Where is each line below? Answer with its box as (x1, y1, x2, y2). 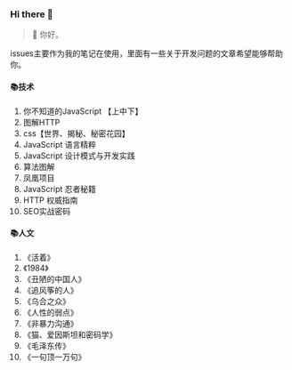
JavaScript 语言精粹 (22, 139, 96, 149)
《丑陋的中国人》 (22, 273, 86, 284)
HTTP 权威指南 (22, 195, 78, 205)
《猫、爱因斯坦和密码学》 (22, 329, 118, 340)
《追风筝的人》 (22, 285, 78, 295)
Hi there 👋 (10, 8, 54, 20)
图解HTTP (22, 117, 61, 127)
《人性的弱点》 (22, 307, 78, 318)
